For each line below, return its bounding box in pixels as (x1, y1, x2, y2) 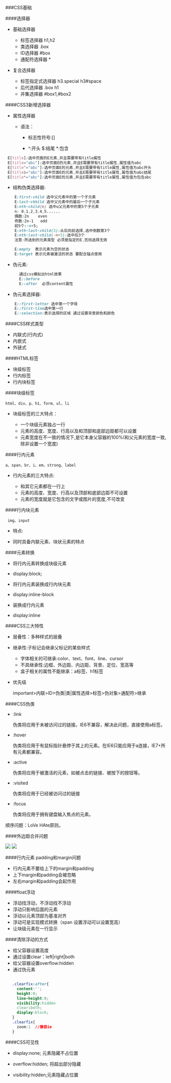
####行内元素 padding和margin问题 (5, 855, 81, 861)
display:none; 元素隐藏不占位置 (12, 1050, 78, 1056)
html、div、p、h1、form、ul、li (5, 401, 70, 406)
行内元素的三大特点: (12, 473, 55, 479)
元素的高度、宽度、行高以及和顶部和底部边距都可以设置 (20, 428, 137, 434)
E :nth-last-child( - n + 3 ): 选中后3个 (14, 232, 85, 238)
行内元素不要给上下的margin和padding (12, 865, 94, 872)
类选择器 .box (20, 44, 49, 50)
